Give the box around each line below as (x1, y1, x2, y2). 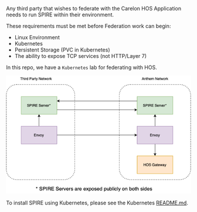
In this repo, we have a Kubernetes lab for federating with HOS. (6, 64, 157, 71)
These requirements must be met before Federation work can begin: (6, 23, 171, 29)
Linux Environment (14, 34, 60, 40)
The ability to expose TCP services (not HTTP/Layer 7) (14, 53, 147, 59)
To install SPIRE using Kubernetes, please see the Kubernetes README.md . (6, 199, 189, 207)
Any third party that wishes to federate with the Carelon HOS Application (6, 5, 182, 12)
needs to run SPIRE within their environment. (6, 11, 114, 18)
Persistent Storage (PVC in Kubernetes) (14, 46, 110, 53)
